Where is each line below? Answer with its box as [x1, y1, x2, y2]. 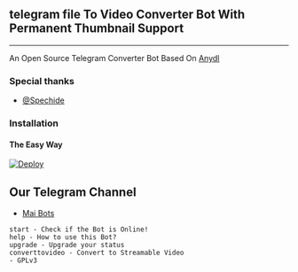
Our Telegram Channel [9, 184, 137, 199]
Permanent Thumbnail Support [9, 21, 184, 36]
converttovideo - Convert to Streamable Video [9, 248, 184, 258]
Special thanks [9, 74, 75, 87]
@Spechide [21, 95, 65, 105]
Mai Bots [21, 208, 55, 219]
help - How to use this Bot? [9, 233, 117, 242]
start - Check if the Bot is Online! [9, 225, 149, 234]
